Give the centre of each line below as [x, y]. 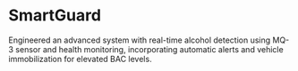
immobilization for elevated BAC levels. [81, 59]
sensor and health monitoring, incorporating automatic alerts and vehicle [149, 49]
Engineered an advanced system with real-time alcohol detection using [140, 40]
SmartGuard [55, 16]
